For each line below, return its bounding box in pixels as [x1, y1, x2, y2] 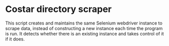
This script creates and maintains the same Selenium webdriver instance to [5, 20, 162, 26]
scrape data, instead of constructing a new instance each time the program [5, 25, 163, 31]
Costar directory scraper [5, 3, 112, 15]
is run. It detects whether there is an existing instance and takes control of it [5, 30, 164, 36]
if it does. [5, 36, 25, 42]
